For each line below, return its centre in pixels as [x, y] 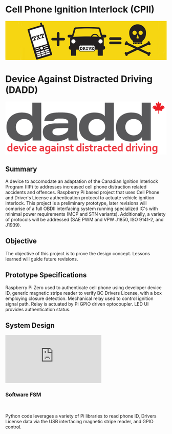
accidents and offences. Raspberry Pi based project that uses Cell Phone [82, 192]
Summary [21, 169]
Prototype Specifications [46, 275]
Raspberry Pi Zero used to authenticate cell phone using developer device [84, 287]
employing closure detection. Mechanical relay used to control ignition [79, 298]
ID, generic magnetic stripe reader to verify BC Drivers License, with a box [84, 293]
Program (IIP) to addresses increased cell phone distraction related [76, 187]
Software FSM [23, 395]
